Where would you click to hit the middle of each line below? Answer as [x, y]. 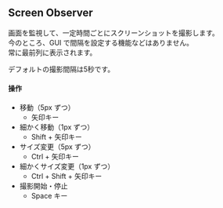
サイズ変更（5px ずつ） [57, 147]
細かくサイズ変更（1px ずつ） [67, 166]
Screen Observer [51, 13]
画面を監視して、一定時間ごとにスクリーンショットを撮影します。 [113, 33]
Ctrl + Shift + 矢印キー [67, 177]
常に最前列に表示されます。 [52, 52]
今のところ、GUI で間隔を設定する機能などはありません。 [101, 42]
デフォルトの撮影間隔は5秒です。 [61, 69]
